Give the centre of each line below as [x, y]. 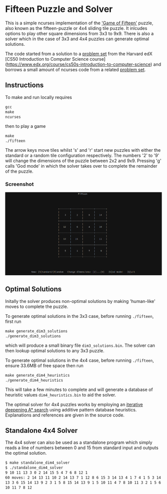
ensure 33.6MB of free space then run [44, 365]
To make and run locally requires [39, 97]
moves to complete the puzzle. [37, 306]
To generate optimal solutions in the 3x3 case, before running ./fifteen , [80, 316]
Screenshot [19, 184]
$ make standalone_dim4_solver [38, 463]
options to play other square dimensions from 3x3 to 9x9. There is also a [80, 33]
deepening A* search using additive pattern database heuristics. [71, 409]
